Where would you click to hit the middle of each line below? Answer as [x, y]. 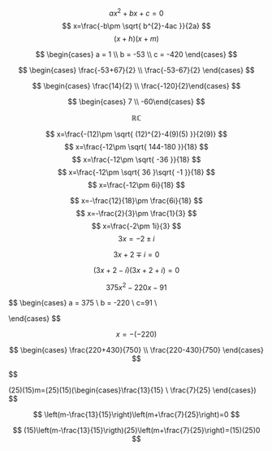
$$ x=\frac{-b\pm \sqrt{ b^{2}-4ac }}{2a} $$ [136, 26]
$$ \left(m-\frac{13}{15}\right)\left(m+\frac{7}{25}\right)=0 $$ [136, 414]
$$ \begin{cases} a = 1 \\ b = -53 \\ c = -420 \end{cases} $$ [136, 54]
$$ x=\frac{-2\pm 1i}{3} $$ [136, 226]
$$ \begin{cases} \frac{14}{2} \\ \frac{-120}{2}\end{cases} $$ [136, 85]
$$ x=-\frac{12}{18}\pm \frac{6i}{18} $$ [136, 200]
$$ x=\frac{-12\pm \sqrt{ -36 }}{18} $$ [136, 159]
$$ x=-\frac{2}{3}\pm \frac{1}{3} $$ [136, 213]
